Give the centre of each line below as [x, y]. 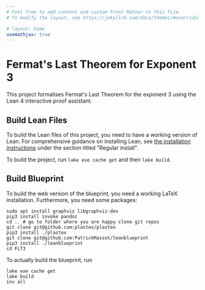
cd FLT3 [16, 248]
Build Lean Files [37, 120]
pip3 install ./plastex [37, 233]
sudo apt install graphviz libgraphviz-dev [63, 211]
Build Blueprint [35, 179]
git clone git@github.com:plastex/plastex [61, 227]
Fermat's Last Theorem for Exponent [101, 64]
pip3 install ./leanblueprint [45, 243]
